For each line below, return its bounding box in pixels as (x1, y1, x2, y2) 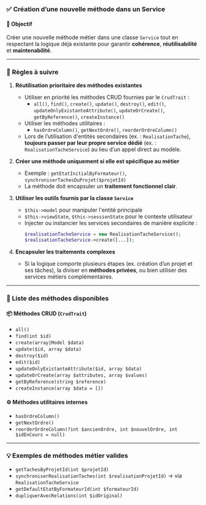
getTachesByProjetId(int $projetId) (15, 466, 109, 472)
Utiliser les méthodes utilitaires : (24, 120, 105, 127)
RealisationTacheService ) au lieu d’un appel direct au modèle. (24, 146, 181, 153)
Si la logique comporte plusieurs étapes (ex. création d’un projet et (24, 260, 193, 268)
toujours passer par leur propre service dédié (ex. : (24, 139, 157, 147)
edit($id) (15, 360, 41, 366)
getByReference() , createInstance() (33, 113, 125, 121)
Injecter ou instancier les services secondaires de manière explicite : (24, 220, 197, 227)
